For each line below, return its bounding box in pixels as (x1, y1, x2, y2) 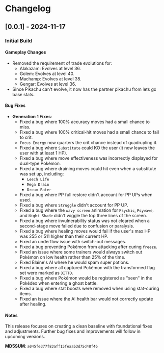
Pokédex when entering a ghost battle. (19, 280, 98, 286)
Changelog (5, 3, 51, 14)
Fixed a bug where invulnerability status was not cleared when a (19, 218, 150, 224)
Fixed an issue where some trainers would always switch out (19, 249, 142, 255)
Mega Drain (27, 182, 49, 187)
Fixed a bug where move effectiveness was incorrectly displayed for (19, 155, 158, 161)
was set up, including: (19, 171, 64, 176)
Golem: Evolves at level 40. (19, 71, 75, 76)
